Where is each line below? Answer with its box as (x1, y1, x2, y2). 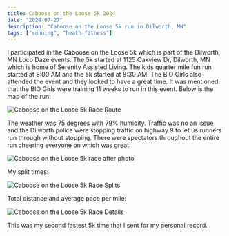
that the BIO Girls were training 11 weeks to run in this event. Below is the (7, 85, 214, 93)
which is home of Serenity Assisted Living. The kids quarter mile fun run (7, 63, 212, 71)
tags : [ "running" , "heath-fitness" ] (7, 29, 112, 37)
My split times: (7, 168, 49, 176)
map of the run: (7, 92, 51, 101)
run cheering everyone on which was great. (7, 141, 131, 149)
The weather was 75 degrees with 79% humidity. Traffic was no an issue (7, 119, 214, 128)
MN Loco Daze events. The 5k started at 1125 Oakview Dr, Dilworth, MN (7, 56, 210, 64)
